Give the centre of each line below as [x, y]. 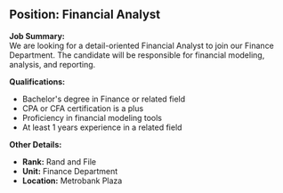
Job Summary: [37, 36]
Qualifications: [37, 81]
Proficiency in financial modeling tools [92, 117]
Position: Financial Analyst [85, 15]
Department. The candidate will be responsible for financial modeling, [137, 55]
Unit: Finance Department [70, 171]
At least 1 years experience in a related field [102, 127]
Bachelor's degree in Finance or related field [104, 99]
